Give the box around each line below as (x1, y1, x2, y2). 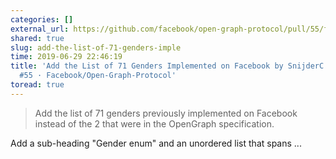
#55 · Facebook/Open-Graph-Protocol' (19, 71, 177, 81)
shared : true (10, 33, 65, 43)
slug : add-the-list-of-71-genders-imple (10, 42, 182, 53)
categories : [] (10, 14, 74, 25)
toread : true (10, 80, 65, 90)
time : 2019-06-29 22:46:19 (10, 52, 123, 62)
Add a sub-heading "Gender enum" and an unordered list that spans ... (10, 137, 302, 149)
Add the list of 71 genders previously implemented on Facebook (34, 107, 298, 119)
